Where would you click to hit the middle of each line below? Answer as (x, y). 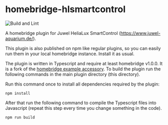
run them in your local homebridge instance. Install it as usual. (70, 54)
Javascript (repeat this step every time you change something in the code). (83, 108)
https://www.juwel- (141, 33)
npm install (18, 93)
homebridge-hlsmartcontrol (65, 9)
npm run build (20, 117)
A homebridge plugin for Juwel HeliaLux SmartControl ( (63, 33)
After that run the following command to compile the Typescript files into (81, 103)
